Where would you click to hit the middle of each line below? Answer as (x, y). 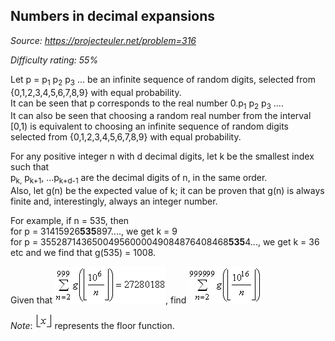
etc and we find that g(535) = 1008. (83, 253)
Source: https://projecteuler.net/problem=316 (103, 40)
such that (30, 167)
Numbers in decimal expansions (112, 16)
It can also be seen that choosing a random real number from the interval (161, 116)
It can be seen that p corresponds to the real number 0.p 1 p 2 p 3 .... (147, 104)
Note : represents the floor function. (92, 326)
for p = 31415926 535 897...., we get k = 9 (94, 231)
